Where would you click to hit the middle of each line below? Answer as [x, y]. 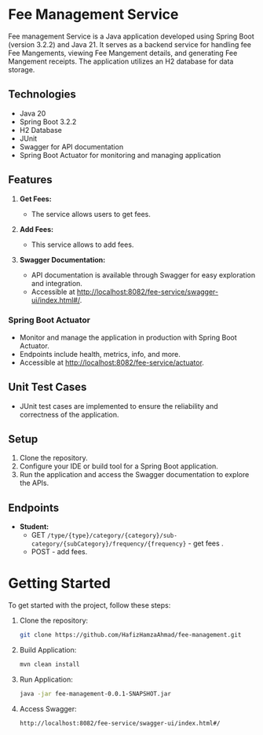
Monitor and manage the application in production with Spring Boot [128, 337]
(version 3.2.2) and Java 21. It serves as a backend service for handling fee [130, 44]
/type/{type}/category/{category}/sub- [112, 536]
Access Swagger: [48, 708]
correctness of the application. [69, 414]
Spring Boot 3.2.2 [48, 121]
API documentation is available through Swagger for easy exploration [143, 275]
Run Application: [46, 679]
